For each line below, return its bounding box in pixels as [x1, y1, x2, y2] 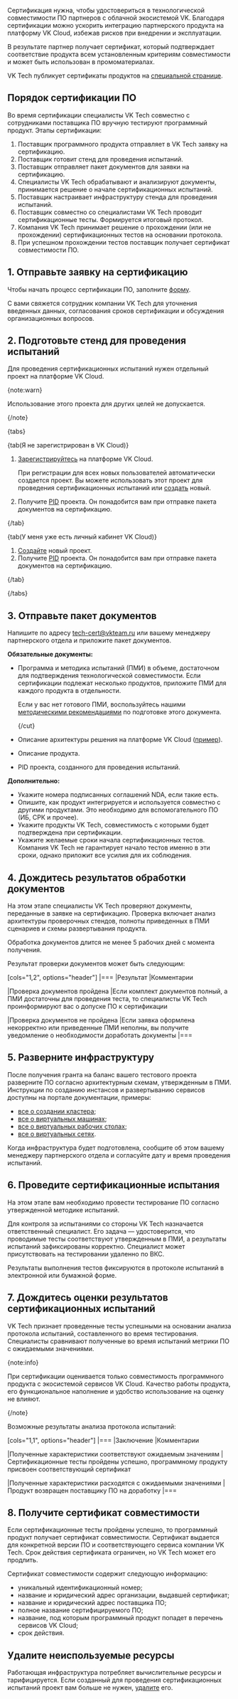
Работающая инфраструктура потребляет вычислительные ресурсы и [7, 1668, 222, 1677]
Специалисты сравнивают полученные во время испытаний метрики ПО [7, 1337, 229, 1345]
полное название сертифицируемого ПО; [17, 1606, 144, 1614]
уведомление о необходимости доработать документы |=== [7, 1031, 193, 1039]
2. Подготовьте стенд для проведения [7, 334, 187, 347]
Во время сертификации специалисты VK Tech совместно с [7, 110, 190, 120]
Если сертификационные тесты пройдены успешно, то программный [7, 1525, 218, 1534]
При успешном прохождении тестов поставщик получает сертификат [17, 238, 230, 246]
